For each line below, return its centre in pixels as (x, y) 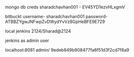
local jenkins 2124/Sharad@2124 (38, 31)
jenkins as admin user (27, 40)
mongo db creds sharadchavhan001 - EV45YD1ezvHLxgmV (65, 7)
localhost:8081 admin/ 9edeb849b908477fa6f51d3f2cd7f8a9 (67, 50)
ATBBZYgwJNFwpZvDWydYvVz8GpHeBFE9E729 (55, 22)
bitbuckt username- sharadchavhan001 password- (56, 16)
